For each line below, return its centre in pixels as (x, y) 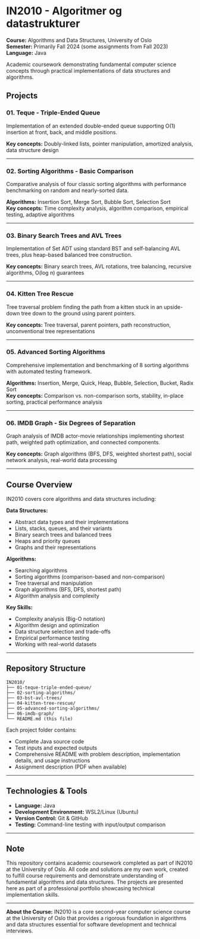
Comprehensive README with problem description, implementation (97, 754)
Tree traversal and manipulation (54, 583)
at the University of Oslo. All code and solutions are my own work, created (97, 869)
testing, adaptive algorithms (40, 214)
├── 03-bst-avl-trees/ (34, 698)
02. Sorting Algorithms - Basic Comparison (70, 171)
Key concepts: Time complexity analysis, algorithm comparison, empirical (97, 208)
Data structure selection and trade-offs (63, 631)
